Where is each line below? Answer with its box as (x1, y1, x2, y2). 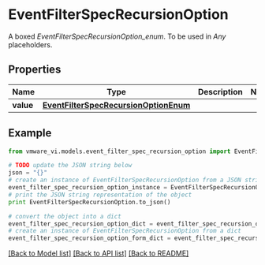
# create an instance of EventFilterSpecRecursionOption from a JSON (8, 176, 242, 185)
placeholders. (8, 39, 53, 49)
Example (8, 126, 52, 140)
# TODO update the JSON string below (8, 162, 132, 170)
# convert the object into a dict (8, 212, 122, 220)
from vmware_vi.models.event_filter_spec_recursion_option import (8, 147, 231, 155)
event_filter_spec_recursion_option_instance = (8, 184, 168, 192)
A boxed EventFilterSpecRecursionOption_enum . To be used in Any (8, 32, 226, 41)
